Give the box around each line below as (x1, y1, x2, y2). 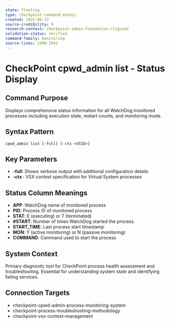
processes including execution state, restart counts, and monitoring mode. (5, 113, 162, 119)
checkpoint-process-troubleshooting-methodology (12, 307, 120, 314)
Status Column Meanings (5, 188, 88, 197)
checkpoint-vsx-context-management (12, 313, 93, 319)
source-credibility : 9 (5, 21, 54, 27)
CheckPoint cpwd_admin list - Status (5, 62, 165, 74)
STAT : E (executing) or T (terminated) (12, 213, 92, 219)
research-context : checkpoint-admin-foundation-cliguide (5, 27, 129, 32)
